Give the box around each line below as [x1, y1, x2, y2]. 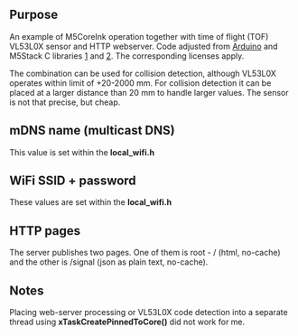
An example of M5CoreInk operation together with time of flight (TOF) [9, 31, 269, 42]
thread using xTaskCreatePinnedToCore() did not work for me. [9, 316, 246, 328]
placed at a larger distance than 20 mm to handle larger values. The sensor [9, 87, 289, 98]
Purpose [9, 7, 59, 23]
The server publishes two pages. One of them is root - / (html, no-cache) [9, 247, 282, 258]
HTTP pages [9, 223, 81, 238]
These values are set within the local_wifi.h [9, 197, 172, 208]
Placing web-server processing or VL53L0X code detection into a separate [9, 307, 288, 318]
